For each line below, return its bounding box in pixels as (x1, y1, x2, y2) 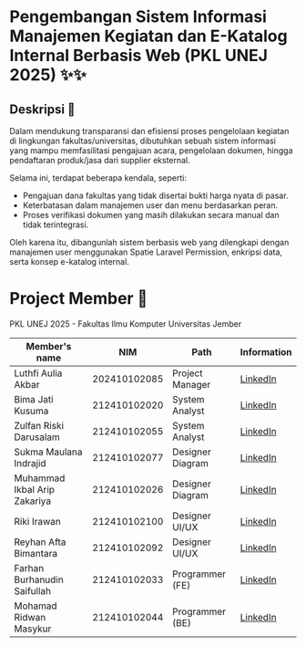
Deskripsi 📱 (9, 101, 76, 117)
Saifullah (14, 584, 52, 597)
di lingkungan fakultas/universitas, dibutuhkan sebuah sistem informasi (9, 135, 276, 146)
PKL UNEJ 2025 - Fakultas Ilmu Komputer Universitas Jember (9, 318, 242, 329)
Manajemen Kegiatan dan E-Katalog (9, 26, 289, 47)
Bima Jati (14, 392, 54, 405)
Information (240, 345, 292, 358)
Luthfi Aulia (14, 367, 63, 380)
